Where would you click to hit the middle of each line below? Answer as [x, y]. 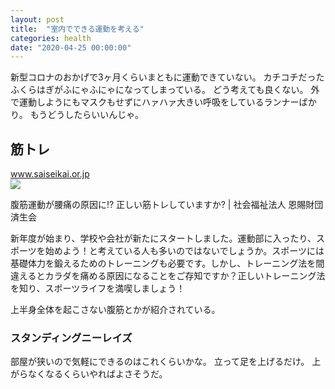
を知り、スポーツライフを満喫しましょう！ [98, 288]
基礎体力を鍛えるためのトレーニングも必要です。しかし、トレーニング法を [163, 263]
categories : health [51, 38]
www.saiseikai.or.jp [50, 174]
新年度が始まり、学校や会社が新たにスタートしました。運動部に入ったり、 [163, 238]
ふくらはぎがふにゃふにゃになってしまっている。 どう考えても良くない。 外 [165, 90]
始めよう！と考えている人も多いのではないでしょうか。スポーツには [184, 251]
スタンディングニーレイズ [71, 338]
